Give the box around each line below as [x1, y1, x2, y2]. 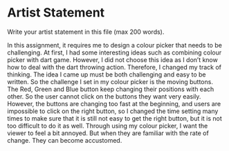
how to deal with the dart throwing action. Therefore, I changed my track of [7, 63, 221, 71]
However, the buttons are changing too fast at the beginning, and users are [7, 99, 221, 108]
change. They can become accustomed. [7, 136, 122, 144]
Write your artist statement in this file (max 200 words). [7, 28, 165, 36]
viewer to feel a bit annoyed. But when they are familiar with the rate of [7, 129, 209, 137]
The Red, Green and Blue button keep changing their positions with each [7, 85, 214, 93]
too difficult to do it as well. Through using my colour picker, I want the [7, 121, 208, 130]
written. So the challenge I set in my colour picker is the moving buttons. [7, 77, 213, 85]
